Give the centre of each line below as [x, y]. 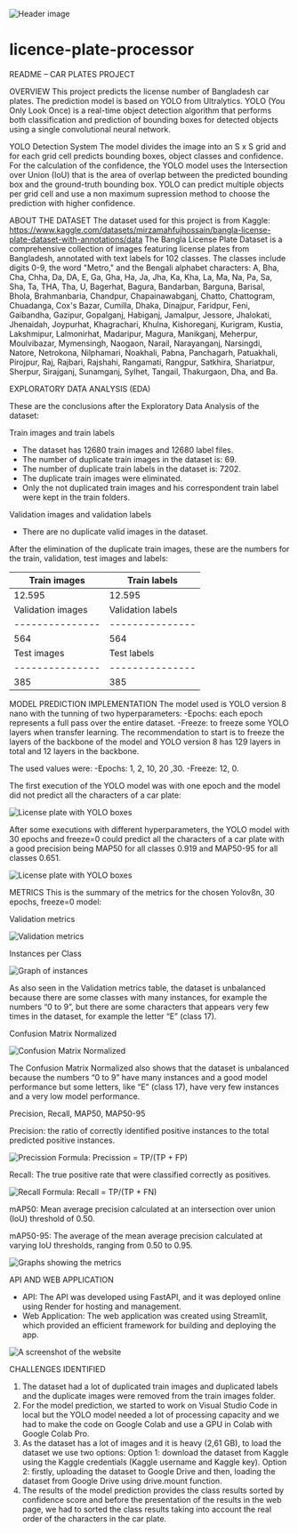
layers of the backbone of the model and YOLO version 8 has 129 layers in [145, 742]
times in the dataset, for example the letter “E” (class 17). [113, 1016]
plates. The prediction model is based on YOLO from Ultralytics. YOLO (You [147, 100]
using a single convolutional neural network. [90, 129]
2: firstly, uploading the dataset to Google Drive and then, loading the [149, 1471]
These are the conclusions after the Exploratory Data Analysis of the [134, 405]
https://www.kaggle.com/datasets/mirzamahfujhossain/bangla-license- [140, 229]
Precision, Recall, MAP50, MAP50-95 [77, 1113]
